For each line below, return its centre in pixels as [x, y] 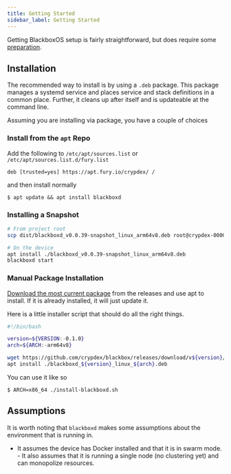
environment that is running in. [51, 435]
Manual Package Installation [55, 278]
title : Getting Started [41, 13]
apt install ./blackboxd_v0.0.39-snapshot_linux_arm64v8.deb [97, 254]
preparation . [25, 47]
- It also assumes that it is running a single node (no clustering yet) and [118, 455]
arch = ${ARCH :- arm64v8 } [40, 345]
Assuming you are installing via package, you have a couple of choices [108, 121]
